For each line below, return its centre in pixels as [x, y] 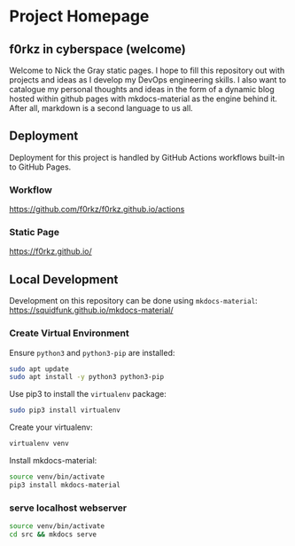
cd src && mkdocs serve [53, 534]
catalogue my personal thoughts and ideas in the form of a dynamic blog [142, 89]
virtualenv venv [39, 444]
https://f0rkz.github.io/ [51, 251]
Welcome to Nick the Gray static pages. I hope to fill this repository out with [147, 70]
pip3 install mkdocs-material [65, 485]
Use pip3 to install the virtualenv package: [88, 394]
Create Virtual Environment [70, 333]
